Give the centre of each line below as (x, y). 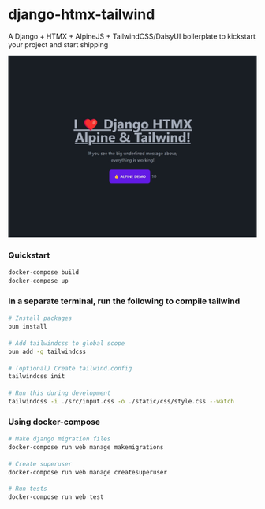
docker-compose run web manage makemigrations (86, 448)
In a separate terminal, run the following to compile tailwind (124, 301)
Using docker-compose (54, 422)
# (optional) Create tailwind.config (70, 368)
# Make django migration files (60, 439)
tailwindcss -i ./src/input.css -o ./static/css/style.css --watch (121, 402)
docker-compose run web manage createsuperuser (88, 472)
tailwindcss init (37, 377)
